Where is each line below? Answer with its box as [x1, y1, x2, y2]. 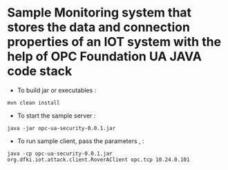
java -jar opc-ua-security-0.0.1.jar [7, 125, 116, 131]
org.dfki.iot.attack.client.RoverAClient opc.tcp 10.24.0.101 [7, 156, 190, 163]
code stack [7, 63, 73, 79]
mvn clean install [7, 99, 60, 106]
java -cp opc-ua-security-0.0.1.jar [7, 150, 113, 157]
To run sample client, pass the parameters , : [17, 136, 144, 145]
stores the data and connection [7, 19, 190, 35]
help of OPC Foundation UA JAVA [7, 49, 202, 65]
